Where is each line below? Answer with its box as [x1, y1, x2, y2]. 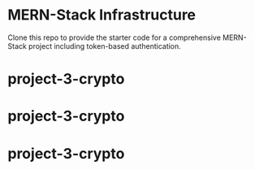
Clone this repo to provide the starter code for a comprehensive [7, 33, 221, 42]
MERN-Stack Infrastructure [7, 6, 197, 24]
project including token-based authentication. [28, 41, 182, 50]
